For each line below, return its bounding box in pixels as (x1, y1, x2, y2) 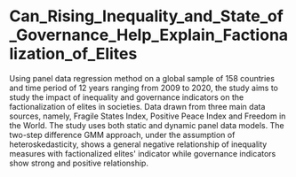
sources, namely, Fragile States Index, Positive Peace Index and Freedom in (9, 111, 286, 121)
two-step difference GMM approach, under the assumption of (9, 129, 236, 140)
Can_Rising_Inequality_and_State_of (9, 6, 284, 27)
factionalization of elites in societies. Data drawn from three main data (9, 101, 266, 112)
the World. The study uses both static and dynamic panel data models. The (9, 119, 284, 130)
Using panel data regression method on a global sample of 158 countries (9, 73, 276, 83)
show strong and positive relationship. (9, 158, 149, 168)
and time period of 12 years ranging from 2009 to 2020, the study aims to (9, 82, 278, 93)
